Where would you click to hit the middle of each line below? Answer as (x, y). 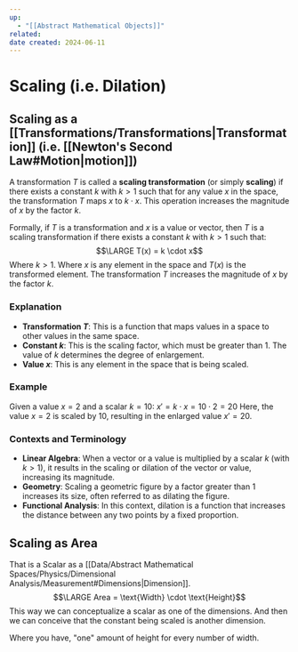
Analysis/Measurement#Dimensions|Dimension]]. (100, 583)
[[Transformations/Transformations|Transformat (148, 133)
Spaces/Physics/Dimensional (63, 574)
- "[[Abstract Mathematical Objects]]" (91, 26)
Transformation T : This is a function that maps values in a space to (145, 326)
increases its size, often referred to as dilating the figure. (125, 496)
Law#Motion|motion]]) (73, 161)
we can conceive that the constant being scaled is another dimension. (137, 620)
